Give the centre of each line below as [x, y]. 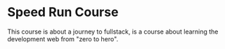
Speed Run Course [63, 12]
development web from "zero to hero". [63, 38]
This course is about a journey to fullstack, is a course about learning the [113, 31]
